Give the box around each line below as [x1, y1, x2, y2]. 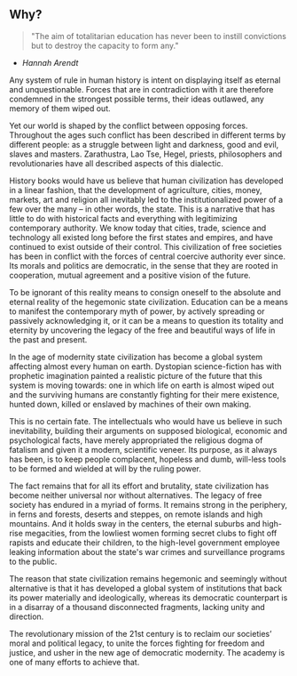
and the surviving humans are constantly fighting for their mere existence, [9, 389, 280, 399]
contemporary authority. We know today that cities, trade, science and [9, 222, 267, 233]
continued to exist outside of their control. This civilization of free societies [9, 241, 282, 252]
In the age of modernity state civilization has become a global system [9, 351, 263, 362]
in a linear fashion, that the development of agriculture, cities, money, [9, 184, 262, 195]
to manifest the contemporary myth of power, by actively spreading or [9, 306, 265, 317]
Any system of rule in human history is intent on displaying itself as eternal [9, 75, 281, 85]
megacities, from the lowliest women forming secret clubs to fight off [25, 527, 277, 538]
